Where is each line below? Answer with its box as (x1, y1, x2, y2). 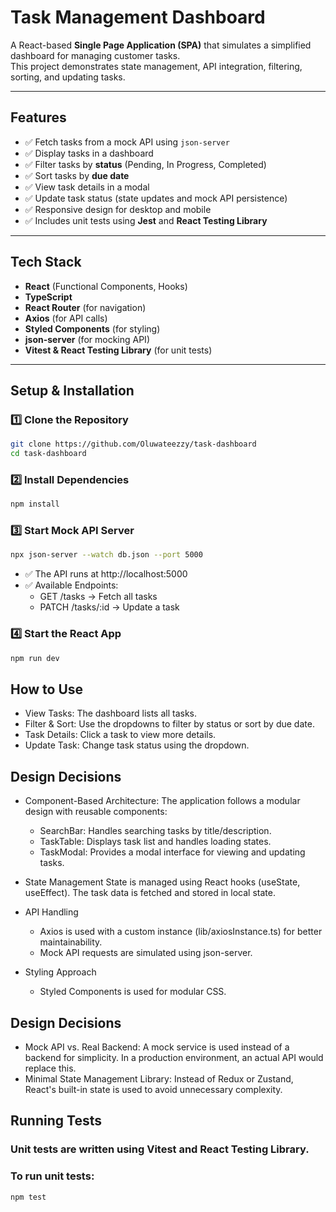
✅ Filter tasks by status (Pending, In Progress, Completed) (24, 158, 267, 170)
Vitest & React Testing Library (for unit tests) (24, 344, 213, 356)
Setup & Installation (10, 382, 135, 399)
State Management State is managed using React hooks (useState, (24, 876, 301, 888)
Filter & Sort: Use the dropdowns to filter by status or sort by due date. (24, 718, 315, 730)
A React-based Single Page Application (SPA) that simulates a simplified (10, 39, 312, 51)
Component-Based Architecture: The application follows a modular (24, 795, 301, 807)
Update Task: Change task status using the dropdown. (24, 739, 250, 751)
